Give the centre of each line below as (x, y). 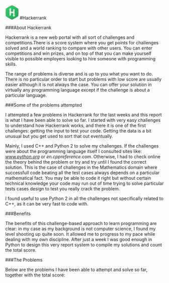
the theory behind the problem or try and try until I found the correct (76, 162)
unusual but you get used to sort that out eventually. (59, 136)
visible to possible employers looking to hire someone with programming (80, 59)
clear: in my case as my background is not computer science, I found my (80, 229)
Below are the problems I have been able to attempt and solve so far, (76, 270)
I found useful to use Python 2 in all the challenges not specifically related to (84, 198)
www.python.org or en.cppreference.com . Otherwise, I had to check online (83, 157)
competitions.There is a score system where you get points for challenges (82, 43)
